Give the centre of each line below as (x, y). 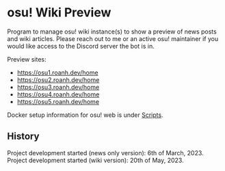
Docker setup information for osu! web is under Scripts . (85, 115)
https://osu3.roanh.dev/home (58, 87)
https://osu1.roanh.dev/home (57, 73)
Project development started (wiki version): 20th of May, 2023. (95, 160)
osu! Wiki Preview (59, 13)
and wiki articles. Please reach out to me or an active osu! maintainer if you (113, 38)
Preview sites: (27, 59)
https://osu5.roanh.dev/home (58, 101)
